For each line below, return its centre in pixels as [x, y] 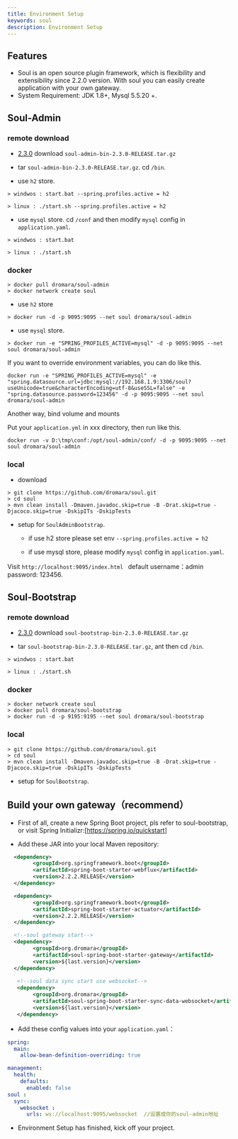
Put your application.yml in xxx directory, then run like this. [95, 428]
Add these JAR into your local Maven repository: [88, 844]
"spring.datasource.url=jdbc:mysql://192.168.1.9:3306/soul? [100, 382]
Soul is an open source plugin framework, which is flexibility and [112, 73]
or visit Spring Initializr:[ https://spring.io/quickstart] [92, 830]
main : [22, 1049]
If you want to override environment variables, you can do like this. [104, 363]
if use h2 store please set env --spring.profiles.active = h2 [118, 538]
